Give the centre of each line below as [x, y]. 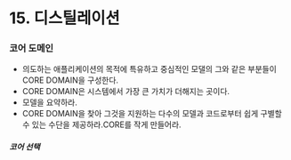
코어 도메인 [32, 48]
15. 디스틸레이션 [65, 18]
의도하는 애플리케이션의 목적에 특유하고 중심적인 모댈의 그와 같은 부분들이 [150, 69]
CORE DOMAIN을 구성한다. [70, 80]
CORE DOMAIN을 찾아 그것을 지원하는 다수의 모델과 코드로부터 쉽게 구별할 [152, 114]
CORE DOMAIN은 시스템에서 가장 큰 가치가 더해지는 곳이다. [125, 92]
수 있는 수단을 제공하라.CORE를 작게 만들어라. [101, 124]
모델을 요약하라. [49, 102]
